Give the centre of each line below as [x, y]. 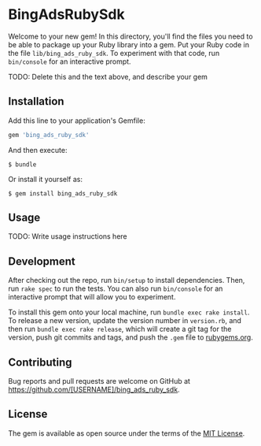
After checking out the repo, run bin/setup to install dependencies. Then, [127, 281]
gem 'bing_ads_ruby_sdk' [49, 135]
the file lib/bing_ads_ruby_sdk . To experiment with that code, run [114, 53]
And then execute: [38, 150]
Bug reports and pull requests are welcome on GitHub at [99, 381]
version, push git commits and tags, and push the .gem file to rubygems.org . [131, 337]
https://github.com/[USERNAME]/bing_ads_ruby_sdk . [94, 390]
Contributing [40, 362]
